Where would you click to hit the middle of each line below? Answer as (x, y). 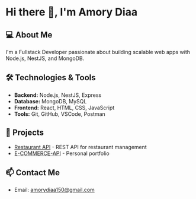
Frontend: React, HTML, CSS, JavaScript (64, 108)
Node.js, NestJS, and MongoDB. (45, 58)
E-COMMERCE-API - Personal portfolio (62, 153)
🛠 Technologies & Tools (51, 78)
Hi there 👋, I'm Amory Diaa (71, 12)
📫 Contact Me (33, 173)
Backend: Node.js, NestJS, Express (58, 95)
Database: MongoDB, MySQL (50, 101)
